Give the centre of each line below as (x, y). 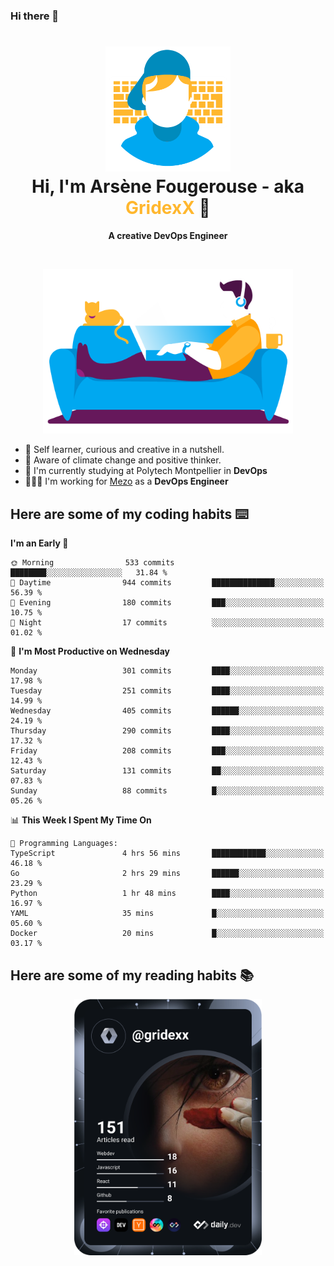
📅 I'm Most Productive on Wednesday (90, 651)
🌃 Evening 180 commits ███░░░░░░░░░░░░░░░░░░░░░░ (167, 603)
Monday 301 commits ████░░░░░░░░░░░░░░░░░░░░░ (167, 671)
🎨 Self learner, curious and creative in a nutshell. (124, 450)
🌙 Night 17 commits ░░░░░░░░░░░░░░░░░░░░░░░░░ (167, 623)
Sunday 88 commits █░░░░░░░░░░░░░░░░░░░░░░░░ (167, 791)
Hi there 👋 (35, 16)
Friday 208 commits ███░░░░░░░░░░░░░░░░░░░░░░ (167, 751)
